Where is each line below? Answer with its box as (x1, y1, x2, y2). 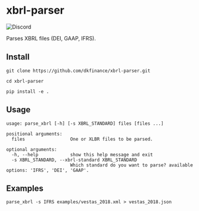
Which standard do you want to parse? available (70, 162, 194, 168)
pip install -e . (6, 89, 49, 95)
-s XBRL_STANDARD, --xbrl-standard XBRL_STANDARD (11, 157, 137, 163)
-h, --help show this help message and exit (11, 152, 153, 158)
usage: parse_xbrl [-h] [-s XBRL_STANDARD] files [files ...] (6, 120, 164, 127)
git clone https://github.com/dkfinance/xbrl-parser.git (6, 68, 151, 74)
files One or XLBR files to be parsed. (11, 136, 153, 142)
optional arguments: (6, 146, 58, 152)
